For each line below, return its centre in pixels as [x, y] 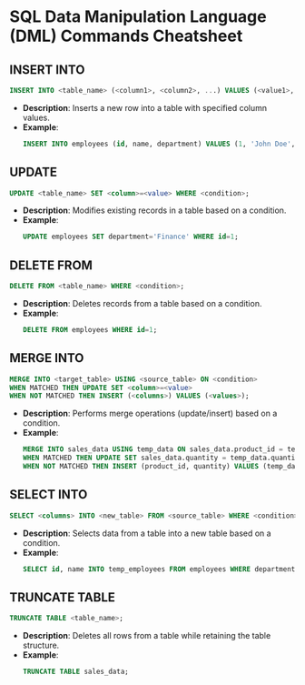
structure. [41, 645]
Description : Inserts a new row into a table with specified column [145, 107]
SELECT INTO [49, 494]
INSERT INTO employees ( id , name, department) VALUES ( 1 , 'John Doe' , [159, 144]
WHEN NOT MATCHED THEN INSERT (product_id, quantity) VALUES [141, 467]
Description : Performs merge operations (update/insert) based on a [150, 413]
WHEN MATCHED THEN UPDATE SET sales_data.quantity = [124, 458]
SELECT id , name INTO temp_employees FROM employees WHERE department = [161, 569]
